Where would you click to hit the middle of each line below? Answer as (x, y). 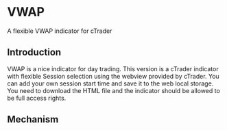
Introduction (34, 52)
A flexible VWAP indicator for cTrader (60, 31)
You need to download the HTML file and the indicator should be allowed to (114, 90)
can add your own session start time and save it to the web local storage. (110, 83)
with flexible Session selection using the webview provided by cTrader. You (113, 76)
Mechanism (33, 119)
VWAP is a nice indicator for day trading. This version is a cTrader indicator (113, 68)
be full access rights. (37, 98)
